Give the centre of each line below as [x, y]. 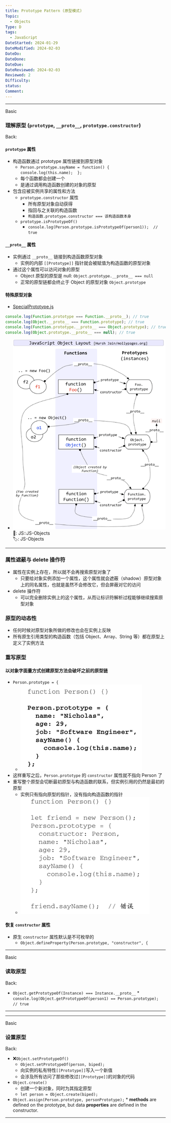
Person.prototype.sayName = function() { [65, 167]
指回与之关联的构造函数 [52, 210]
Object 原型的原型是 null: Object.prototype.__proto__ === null [87, 276]
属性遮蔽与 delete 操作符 [35, 560]
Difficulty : [18, 81]
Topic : [12, 16]
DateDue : [15, 64]
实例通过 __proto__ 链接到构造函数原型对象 [58, 257]
